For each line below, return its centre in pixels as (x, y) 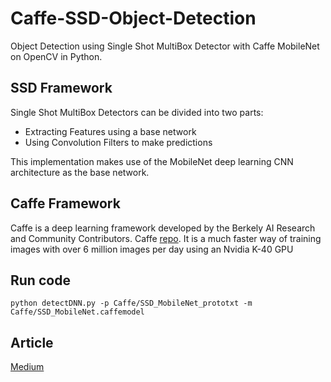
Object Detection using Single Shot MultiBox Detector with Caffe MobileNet (165, 46)
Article (32, 342)
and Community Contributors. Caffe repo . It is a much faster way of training (166, 238)
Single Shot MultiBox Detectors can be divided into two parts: (137, 112)
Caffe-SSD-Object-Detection (133, 18)
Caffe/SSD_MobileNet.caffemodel (77, 312)
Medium (27, 367)
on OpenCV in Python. (56, 56)
